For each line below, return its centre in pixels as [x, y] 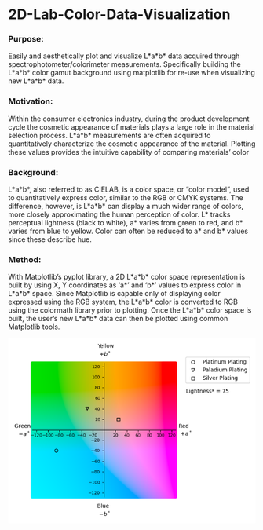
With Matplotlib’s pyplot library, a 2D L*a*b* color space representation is [127, 277]
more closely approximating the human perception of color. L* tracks [119, 214]
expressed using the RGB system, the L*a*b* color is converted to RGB [123, 302]
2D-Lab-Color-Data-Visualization [119, 15]
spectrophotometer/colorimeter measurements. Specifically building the [124, 64]
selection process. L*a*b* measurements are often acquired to [110, 135]
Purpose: [26, 39]
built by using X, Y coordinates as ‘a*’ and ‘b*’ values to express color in [125, 285]
